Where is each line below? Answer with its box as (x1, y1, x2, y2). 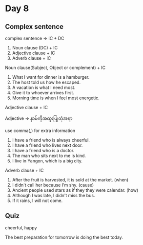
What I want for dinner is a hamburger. (12, 74, 90, 80)
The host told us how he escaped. (12, 79, 81, 85)
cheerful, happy (5, 224, 37, 230)
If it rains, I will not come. (12, 198, 63, 203)
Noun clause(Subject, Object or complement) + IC (5, 65, 106, 70)
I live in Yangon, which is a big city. (12, 158, 83, 164)
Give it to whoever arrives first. (12, 90, 75, 95)
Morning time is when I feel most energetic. (12, 95, 100, 101)
